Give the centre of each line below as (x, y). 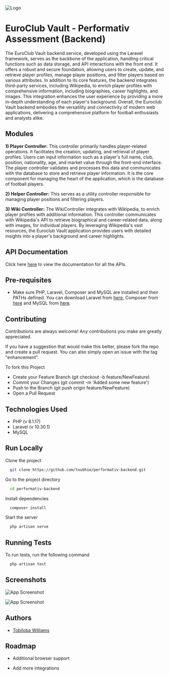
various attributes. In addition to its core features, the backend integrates (81, 80)
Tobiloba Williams (31, 630)
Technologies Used (36, 409)
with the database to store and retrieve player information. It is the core (79, 173)
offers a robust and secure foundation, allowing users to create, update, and (85, 69)
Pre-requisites (28, 280)
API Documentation (37, 252)
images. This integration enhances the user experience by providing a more (84, 96)
